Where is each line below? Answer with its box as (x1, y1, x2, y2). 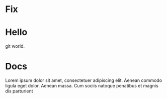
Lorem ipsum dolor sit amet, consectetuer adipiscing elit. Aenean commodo (5, 77, 162, 83)
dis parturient (5, 88, 34, 94)
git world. (5, 43, 25, 49)
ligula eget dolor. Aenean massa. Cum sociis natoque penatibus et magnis (5, 83, 158, 89)
